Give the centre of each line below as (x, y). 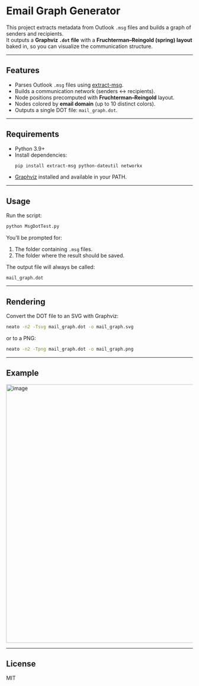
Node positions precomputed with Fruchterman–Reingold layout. (94, 97)
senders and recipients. (35, 33)
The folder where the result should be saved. (70, 256)
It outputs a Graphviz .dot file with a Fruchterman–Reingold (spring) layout (99, 40)
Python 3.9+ (30, 148)
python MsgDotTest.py (33, 227)
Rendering (26, 302)
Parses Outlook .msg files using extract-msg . (69, 85)
